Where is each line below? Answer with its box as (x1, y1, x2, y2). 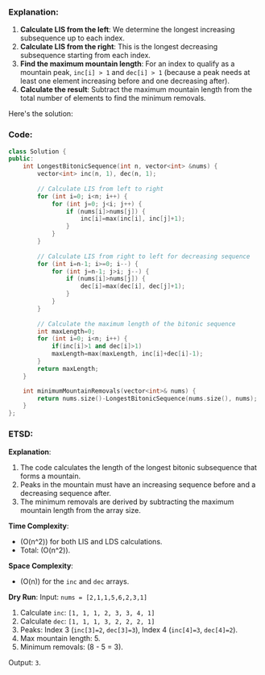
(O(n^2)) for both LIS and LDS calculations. (19, 536, 163, 546)
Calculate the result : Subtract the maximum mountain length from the (19, 85, 252, 94)
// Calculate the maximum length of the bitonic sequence (37, 319, 236, 328)
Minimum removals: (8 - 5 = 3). (19, 642, 123, 652)
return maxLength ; (37, 365, 99, 373)
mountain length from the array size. (19, 505, 141, 515)
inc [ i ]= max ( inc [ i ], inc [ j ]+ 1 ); (80, 215, 185, 223)
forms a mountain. (19, 471, 81, 481)
